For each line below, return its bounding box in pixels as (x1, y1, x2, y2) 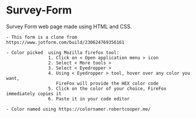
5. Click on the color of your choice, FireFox (48, 86, 167, 92)
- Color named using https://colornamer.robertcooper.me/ (6, 106, 151, 112)
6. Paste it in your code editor (48, 96, 130, 102)
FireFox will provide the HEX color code (56, 80, 159, 86)
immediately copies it (6, 90, 62, 97)
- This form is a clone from (6, 34, 77, 40)
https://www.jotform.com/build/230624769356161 (6, 39, 125, 45)
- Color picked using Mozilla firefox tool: (6, 49, 119, 56)
